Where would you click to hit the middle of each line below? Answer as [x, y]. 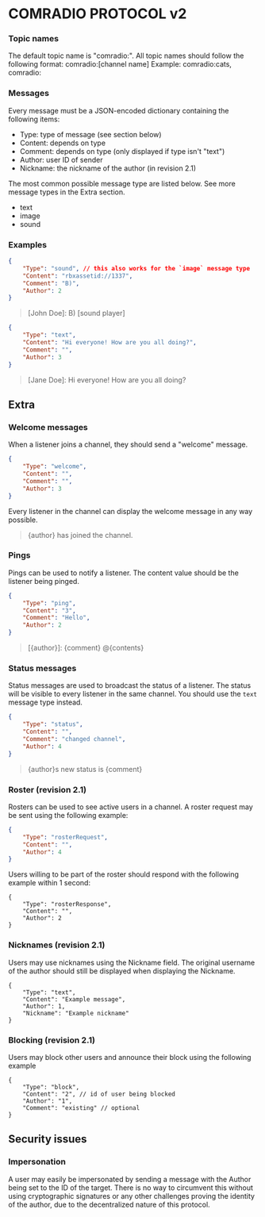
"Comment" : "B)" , [51, 283]
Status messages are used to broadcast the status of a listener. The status [130, 685]
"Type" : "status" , [53, 724]
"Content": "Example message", [74, 999]
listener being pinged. [44, 581]
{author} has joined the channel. [80, 535]
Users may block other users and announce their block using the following [130, 1057]
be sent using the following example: [68, 815]
